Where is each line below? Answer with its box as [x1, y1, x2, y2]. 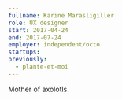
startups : [8, 48, 41, 56]
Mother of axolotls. [8, 84, 69, 94]
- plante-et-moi [15, 63, 68, 71]
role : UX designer [8, 19, 68, 27]
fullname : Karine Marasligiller [8, 11, 114, 20]
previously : [8, 56, 47, 64]
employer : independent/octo [8, 41, 101, 49]
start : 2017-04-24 [8, 26, 68, 34]
